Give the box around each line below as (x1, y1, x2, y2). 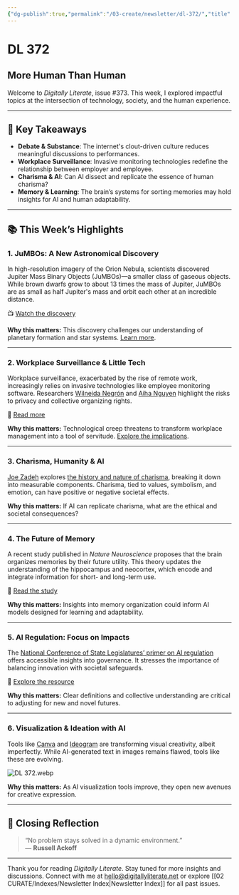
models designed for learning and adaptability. (7, 608, 144, 617)
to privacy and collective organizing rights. (7, 397, 132, 405)
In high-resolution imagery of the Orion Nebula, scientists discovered (7, 265, 210, 273)
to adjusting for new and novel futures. (7, 699, 121, 707)
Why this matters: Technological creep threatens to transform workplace (7, 424, 223, 433)
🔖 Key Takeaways (7, 123, 87, 135)
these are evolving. (7, 755, 63, 763)
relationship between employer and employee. (17, 165, 154, 173)
